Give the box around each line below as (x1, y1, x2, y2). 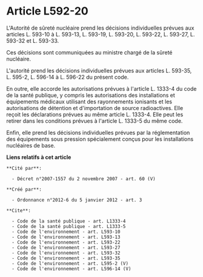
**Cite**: (6, 207, 32, 213)
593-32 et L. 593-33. (6, 37, 59, 44)
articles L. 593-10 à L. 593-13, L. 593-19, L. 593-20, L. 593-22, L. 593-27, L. (6, 30, 195, 37)
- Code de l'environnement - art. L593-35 (12, 255, 121, 261)
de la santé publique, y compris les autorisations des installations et (6, 91, 176, 99)
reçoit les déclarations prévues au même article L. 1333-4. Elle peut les (6, 111, 184, 118)
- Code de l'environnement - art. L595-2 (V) (12, 260, 129, 267)
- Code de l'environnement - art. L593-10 (12, 229, 121, 235)
